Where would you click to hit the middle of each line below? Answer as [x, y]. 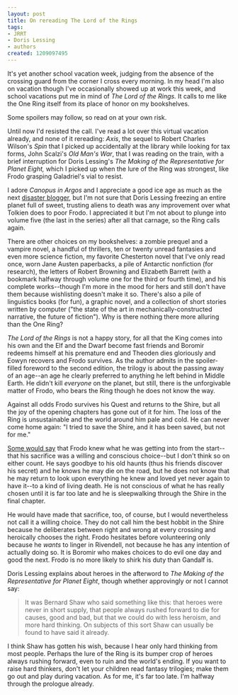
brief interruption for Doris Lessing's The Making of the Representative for [116, 161]
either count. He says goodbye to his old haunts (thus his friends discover [115, 463]
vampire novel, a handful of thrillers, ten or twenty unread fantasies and [112, 249]
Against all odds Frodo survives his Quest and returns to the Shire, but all [114, 404]
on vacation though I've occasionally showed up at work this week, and [112, 89]
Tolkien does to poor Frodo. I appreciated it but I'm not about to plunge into [117, 213]
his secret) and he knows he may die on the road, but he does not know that [119, 470]
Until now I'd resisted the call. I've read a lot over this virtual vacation [108, 131]
